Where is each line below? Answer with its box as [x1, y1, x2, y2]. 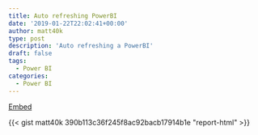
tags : [8, 57, 27, 65]
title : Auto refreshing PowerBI [8, 11, 117, 20]
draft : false [8, 49, 53, 57]
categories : [8, 72, 49, 80]
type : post [8, 34, 45, 43]
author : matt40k [8, 27, 63, 35]
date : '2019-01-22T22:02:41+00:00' [8, 19, 129, 27]
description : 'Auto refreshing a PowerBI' [8, 42, 154, 50]
